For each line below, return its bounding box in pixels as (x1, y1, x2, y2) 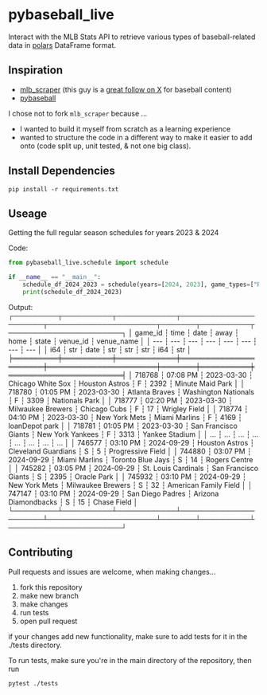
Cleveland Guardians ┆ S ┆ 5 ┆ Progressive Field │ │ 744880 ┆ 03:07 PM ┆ (8, 446, 252, 456)
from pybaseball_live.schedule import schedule (8, 259, 169, 267)
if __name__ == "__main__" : (8, 273, 102, 281)
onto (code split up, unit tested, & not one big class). (19, 141, 192, 151)
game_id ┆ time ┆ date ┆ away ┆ (134, 328, 239, 337)
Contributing (8, 546, 73, 560)
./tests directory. (8, 640, 62, 650)
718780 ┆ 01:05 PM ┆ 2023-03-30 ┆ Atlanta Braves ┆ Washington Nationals (8, 387, 254, 396)
